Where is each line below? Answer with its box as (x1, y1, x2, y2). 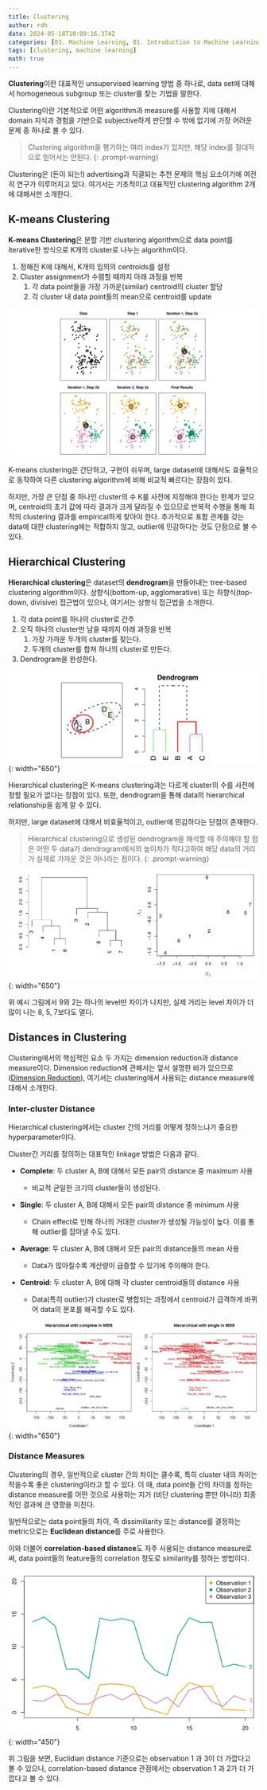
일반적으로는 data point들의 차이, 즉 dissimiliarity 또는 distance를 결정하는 (8, 1516, 241, 1526)
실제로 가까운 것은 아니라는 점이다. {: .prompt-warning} (36, 853, 210, 864)
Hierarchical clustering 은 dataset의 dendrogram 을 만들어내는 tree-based (8, 578, 247, 587)
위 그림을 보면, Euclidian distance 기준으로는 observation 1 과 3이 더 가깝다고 (8, 1753, 251, 1763)
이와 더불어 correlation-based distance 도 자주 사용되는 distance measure (8, 1543, 246, 1553)
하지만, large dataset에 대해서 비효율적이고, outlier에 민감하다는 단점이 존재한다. (8, 817, 258, 826)
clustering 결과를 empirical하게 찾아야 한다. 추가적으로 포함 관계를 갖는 (22, 512, 245, 522)
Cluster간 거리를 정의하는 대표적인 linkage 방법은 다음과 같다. (8, 1150, 199, 1159)
